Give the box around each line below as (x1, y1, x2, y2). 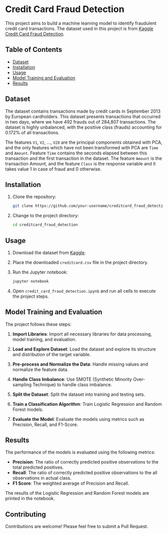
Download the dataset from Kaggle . (12, 249, 86, 255)
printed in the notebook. (5, 495, 55, 501)
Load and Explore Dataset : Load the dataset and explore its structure (12, 346, 156, 352)
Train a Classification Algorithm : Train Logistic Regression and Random (12, 401, 162, 407)
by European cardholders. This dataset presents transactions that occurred (5, 113, 160, 119)
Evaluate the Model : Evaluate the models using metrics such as (12, 416, 144, 422)
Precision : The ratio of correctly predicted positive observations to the (12, 459, 159, 465)
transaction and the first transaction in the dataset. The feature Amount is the (5, 155, 162, 161)
